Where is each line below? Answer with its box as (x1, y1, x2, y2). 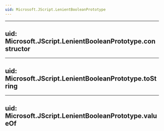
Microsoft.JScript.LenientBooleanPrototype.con (5, 37, 156, 46)
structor (5, 45, 31, 53)
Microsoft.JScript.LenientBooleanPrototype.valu (5, 112, 157, 120)
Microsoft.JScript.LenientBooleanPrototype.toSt (5, 74, 157, 82)
